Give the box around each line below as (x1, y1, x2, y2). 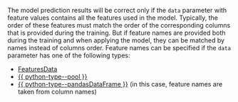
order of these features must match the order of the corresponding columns (7, 21, 231, 29)
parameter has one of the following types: (7, 51, 130, 59)
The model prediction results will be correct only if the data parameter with (7, 6, 227, 14)
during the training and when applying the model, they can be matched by (7, 36, 225, 45)
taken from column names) (17, 88, 98, 96)
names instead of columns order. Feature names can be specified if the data (7, 44, 232, 52)
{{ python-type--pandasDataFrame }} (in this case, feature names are (17, 80, 223, 88)
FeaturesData (17, 65, 58, 73)
